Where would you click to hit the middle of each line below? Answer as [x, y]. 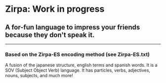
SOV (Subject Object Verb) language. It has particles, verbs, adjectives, [78, 70]
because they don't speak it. [50, 35]
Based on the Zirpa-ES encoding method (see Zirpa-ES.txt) [77, 54]
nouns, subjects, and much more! [39, 76]
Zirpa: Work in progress [55, 9]
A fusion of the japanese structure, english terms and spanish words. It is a [81, 65]
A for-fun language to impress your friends [73, 27]
